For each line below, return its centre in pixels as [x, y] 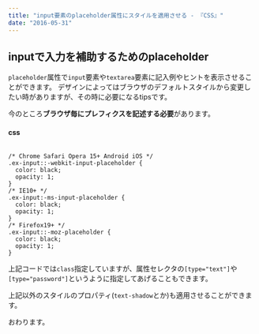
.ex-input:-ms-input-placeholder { [67, 197]
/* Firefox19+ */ [37, 225]
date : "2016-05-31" [40, 23]
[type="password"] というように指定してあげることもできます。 [110, 278]
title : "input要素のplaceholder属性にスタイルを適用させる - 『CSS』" [116, 15]
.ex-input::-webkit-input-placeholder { [76, 163]
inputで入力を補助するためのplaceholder [109, 56]
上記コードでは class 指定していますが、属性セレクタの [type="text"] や [123, 268]
